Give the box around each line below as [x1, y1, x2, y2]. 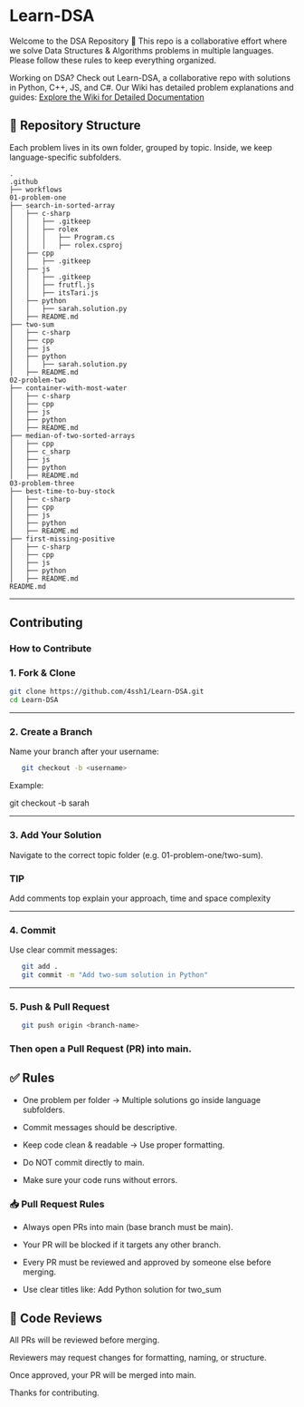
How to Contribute [9, 642, 92, 655]
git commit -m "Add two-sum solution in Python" [21, 971, 208, 980]
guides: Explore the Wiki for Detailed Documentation [9, 92, 205, 103]
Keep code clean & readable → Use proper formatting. [22, 1139, 225, 1150]
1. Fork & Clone [9, 666, 76, 679]
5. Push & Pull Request [9, 1000, 110, 1012]
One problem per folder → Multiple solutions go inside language [22, 1094, 261, 1105]
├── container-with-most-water [9, 383, 128, 393]
